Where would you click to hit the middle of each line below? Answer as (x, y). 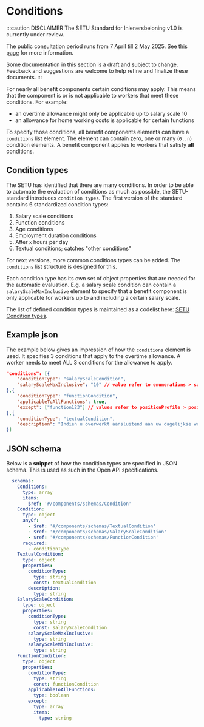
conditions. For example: (37, 102)
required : (35, 543)
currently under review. (36, 34)
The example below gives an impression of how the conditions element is (99, 350)
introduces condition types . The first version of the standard (106, 198)
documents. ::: (24, 77)
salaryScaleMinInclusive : (61, 644)
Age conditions (34, 229)
